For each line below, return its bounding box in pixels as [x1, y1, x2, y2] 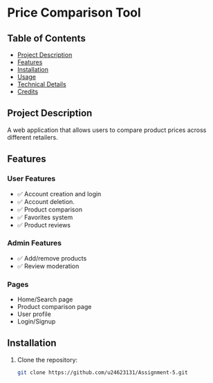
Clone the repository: [17, 355, 78, 364]
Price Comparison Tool [7, 5, 142, 21]
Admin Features [7, 239, 62, 248]
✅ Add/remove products [17, 254, 87, 262]
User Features [7, 174, 56, 184]
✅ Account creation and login [17, 189, 102, 198]
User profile [17, 310, 52, 319]
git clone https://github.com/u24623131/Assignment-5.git [17, 368, 188, 376]
